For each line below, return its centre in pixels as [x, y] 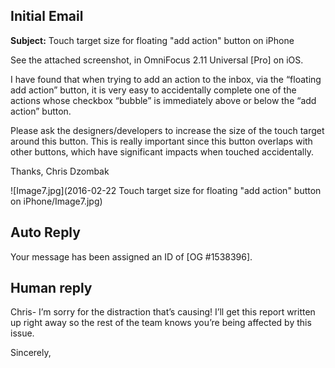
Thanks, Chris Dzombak [60, 171]
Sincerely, [31, 353]
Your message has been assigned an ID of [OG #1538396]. [131, 256]
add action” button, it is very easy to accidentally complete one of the [153, 90]
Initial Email [47, 16]
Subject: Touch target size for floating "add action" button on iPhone [152, 40]
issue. [22, 333]
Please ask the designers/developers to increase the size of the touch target [167, 130]
